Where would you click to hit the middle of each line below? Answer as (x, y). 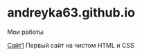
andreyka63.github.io (71, 13)
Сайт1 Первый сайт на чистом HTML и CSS (71, 45)
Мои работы (25, 32)
